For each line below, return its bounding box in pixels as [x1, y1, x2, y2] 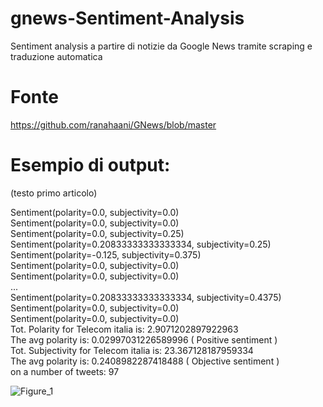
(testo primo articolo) [10, 187, 98, 199]
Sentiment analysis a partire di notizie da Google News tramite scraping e [10, 40, 313, 52]
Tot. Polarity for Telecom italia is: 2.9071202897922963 [10, 323, 239, 335]
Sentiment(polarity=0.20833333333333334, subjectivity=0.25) [10, 238, 272, 250]
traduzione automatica [10, 50, 103, 62]
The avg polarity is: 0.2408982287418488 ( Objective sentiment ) [10, 355, 280, 367]
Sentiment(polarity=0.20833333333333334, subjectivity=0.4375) [10, 291, 282, 303]
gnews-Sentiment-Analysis [10, 7, 245, 30]
